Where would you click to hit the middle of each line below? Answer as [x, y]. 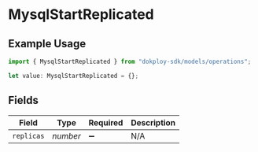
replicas [28, 136]
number [66, 135]
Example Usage [47, 44]
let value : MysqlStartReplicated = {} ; [74, 76]
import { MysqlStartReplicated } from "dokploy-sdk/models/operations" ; [130, 61]
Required [106, 122]
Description [153, 122]
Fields [24, 100]
